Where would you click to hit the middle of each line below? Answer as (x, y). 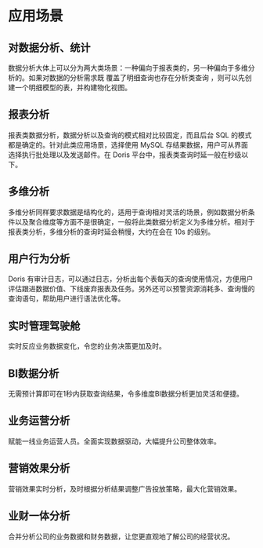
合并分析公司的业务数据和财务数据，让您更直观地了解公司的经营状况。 (121, 536)
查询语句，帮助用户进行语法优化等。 (67, 298)
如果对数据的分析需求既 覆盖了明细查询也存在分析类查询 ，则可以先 (137, 78)
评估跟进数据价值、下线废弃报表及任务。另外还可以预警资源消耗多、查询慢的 (131, 289)
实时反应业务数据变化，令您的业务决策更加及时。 (87, 346)
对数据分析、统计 (49, 47)
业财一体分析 (39, 516)
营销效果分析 (39, 468)
